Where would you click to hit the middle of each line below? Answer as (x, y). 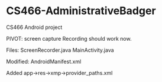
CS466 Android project (34, 27)
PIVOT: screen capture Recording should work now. (69, 38)
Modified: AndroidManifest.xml (44, 61)
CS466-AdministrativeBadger (81, 11)
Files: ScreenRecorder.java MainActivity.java (60, 50)
